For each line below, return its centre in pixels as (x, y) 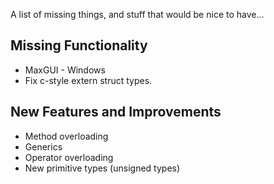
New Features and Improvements (116, 112)
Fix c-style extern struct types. (88, 80)
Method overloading (66, 136)
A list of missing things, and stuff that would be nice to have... (137, 14)
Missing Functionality (79, 45)
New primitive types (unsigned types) (102, 168)
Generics (43, 146)
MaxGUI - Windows (65, 70)
